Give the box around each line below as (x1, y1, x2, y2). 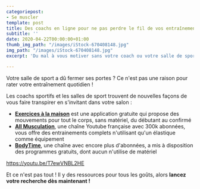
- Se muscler (6, 14, 39, 20)
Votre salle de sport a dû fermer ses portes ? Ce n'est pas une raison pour (6, 74, 188, 81)
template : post (6, 20, 44, 26)
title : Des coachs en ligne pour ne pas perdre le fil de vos (6, 25, 164, 31)
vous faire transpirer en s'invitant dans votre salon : (6, 99, 132, 106)
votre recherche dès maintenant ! (6, 177, 90, 184)
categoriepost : (6, 8, 44, 15)
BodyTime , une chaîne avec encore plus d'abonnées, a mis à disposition (14, 141, 193, 149)
